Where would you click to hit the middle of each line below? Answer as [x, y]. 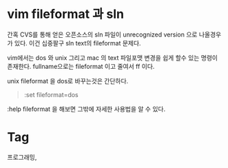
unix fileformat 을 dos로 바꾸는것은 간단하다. [68, 81]
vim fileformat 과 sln [65, 14]
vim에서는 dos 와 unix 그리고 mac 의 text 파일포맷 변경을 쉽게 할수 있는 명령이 [113, 57]
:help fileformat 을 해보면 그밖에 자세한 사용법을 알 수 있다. [86, 109]
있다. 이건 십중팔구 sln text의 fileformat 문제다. [77, 43]
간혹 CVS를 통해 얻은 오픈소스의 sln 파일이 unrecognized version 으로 [102, 34]
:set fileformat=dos [51, 94]
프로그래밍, [22, 157]
